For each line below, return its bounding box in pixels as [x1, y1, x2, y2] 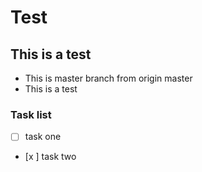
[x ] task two [24, 151, 77, 163]
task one [24, 131, 62, 143]
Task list [10, 107, 52, 121]
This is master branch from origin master [24, 72, 193, 84]
